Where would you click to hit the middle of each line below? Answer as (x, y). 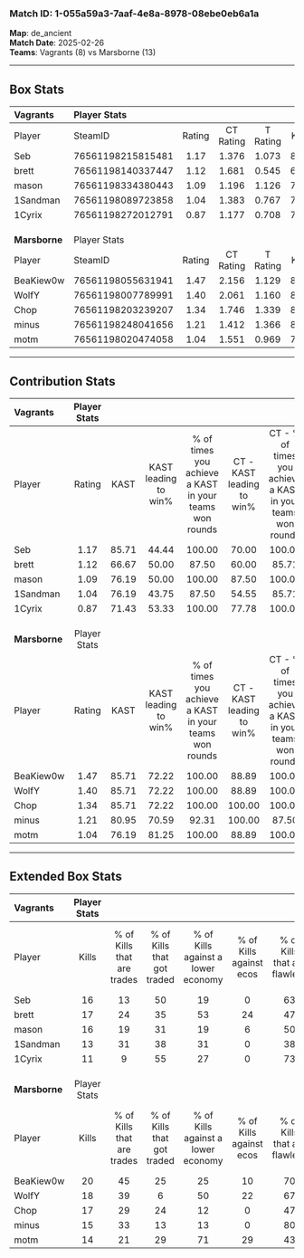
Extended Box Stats (66, 877)
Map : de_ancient (41, 33)
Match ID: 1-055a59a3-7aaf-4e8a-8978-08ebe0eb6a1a (134, 14)
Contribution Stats (62, 381)
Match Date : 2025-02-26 (57, 43)
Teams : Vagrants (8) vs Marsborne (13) (83, 52)
